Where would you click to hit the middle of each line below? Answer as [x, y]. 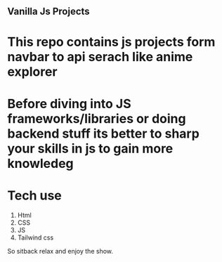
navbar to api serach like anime [100, 57]
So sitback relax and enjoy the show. [60, 251]
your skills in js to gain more [90, 149]
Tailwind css [35, 237]
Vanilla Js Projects [48, 12]
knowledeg [40, 163]
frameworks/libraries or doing [97, 118]
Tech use [34, 195]
